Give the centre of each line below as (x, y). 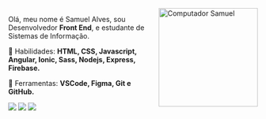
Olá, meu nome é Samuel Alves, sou (67, 19)
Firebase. (24, 68)
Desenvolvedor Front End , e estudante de (76, 28)
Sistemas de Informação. (49, 36)
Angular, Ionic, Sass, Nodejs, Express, (72, 59)
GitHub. (21, 91)
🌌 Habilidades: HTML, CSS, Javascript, (72, 51)
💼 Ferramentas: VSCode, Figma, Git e (70, 83)
